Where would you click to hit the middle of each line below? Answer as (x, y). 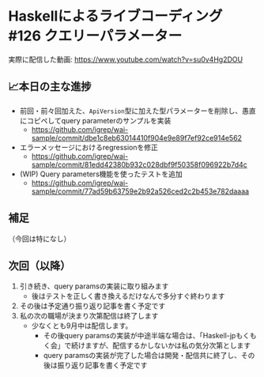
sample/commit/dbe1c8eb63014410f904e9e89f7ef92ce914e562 (137, 138)
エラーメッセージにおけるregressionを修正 (89, 147)
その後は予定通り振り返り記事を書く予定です (92, 306)
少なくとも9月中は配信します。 (82, 326)
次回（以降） (40, 266)
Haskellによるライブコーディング (115, 16)
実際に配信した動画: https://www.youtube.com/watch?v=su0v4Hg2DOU (126, 59)
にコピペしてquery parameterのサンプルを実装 (95, 120)
